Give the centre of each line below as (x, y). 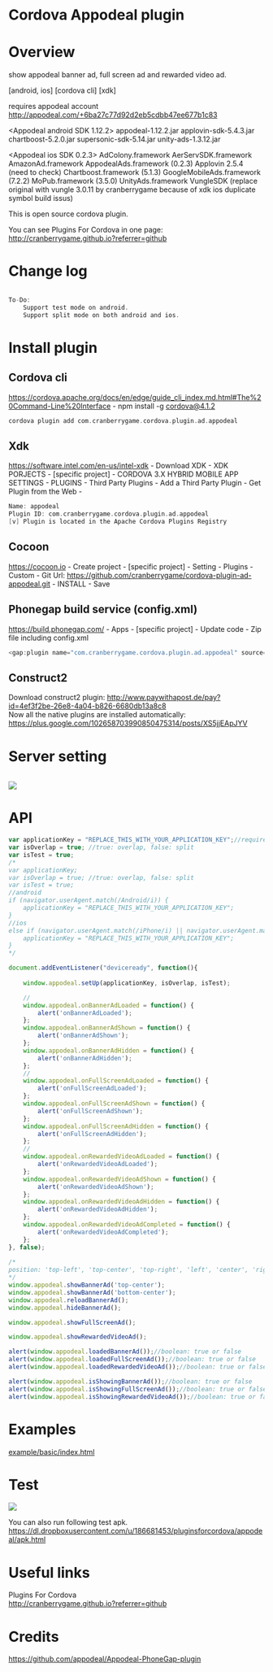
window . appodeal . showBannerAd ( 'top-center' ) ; (87, 1285)
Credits (34, 1637)
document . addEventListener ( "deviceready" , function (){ (103, 968)
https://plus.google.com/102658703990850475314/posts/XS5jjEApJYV (128, 723)
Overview (42, 52)
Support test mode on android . (76, 307)
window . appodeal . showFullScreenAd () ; (72, 1322)
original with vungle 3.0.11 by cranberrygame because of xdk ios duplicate (132, 189)
